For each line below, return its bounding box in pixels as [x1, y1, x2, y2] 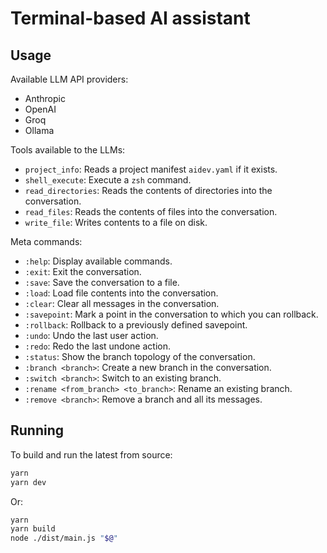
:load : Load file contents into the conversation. [24, 287, 219, 299]
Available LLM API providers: [10, 73, 129, 85]
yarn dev [10, 477, 47, 487]
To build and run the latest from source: [10, 448, 173, 461]
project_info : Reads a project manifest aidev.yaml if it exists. [24, 163, 278, 175]
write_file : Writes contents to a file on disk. [24, 217, 208, 228]
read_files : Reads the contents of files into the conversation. [24, 206, 278, 217]
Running [10, 422, 65, 439]
